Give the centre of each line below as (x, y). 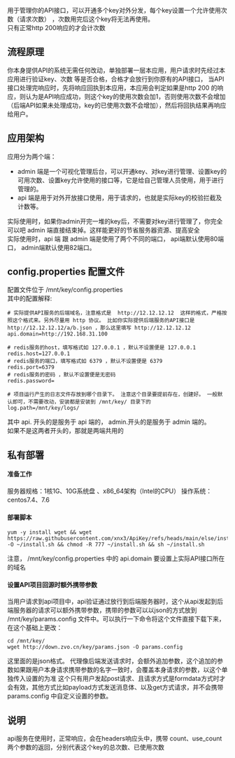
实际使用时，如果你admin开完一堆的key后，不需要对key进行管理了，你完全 (115, 221)
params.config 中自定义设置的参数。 (60, 696)
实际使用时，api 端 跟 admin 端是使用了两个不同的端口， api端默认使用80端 (116, 239)
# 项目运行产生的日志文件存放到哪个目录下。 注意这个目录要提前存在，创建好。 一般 (113, 394)
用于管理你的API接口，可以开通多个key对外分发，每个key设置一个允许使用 (114, 10)
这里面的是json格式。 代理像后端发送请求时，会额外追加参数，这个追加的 (112, 661)
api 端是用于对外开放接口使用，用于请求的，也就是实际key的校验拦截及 (120, 198)
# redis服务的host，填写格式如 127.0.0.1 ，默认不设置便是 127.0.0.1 (102, 348)
